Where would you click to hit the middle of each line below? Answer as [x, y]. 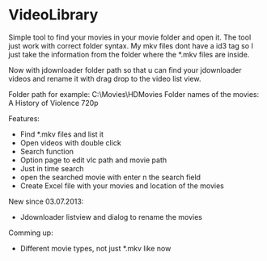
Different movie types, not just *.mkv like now [95, 248]
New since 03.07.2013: [46, 201]
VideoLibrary [53, 15]
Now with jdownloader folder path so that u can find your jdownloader [125, 69]
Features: [24, 118]
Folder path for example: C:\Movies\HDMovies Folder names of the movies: [134, 94]
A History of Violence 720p [53, 103]
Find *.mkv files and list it [61, 134]
